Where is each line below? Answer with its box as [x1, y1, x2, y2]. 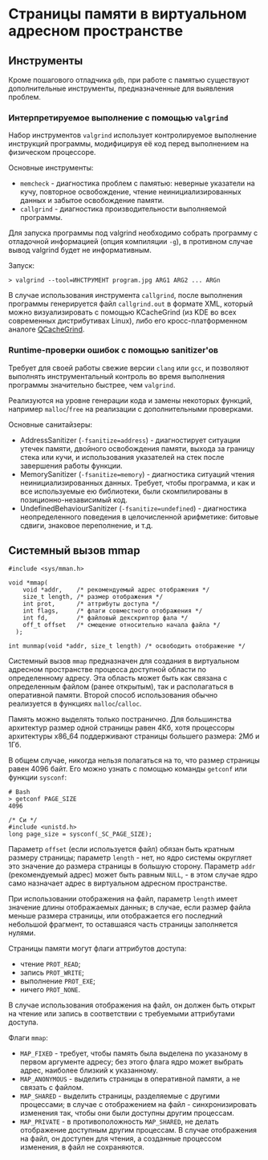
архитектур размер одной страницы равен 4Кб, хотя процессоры [8, 723, 235, 733]
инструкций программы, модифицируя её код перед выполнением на [8, 139, 250, 149]
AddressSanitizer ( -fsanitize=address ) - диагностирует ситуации [19, 435, 241, 445]
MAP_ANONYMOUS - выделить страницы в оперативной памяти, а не [19, 1074, 241, 1084]
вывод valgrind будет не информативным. [8, 246, 152, 255]
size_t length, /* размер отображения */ [22, 593, 163, 601]
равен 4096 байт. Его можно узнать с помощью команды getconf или [8, 764, 247, 774]
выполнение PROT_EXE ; [19, 976, 96, 986]
